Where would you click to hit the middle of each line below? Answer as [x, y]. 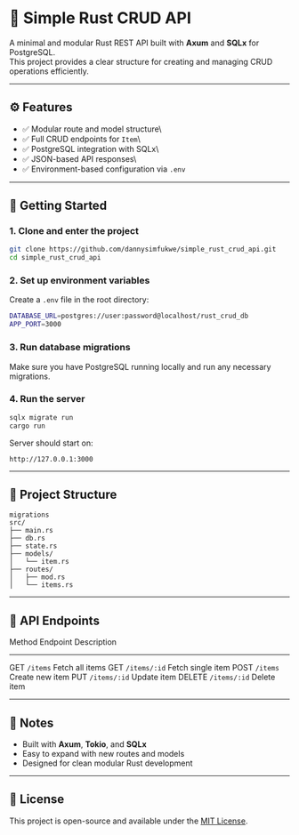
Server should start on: [51, 443]
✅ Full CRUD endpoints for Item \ [81, 139]
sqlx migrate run [41, 417]
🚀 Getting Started [58, 206]
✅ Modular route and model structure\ [92, 129]
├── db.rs [28, 538]
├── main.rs [31, 531]
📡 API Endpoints [55, 620]
